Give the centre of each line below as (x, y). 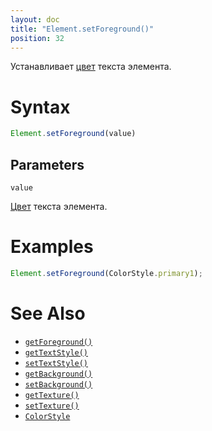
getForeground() (58, 342)
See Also (48, 313)
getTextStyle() (56, 352)
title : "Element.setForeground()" (82, 29)
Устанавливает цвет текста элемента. (91, 67)
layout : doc (35, 19)
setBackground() (58, 384)
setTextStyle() (56, 363)
